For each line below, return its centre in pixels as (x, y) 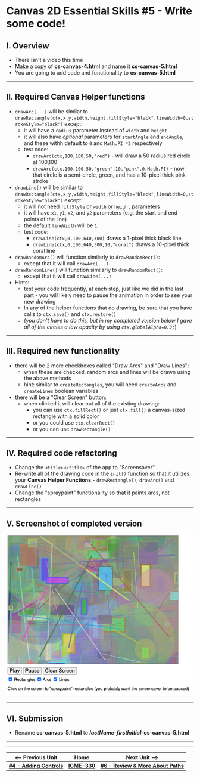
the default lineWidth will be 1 (60, 225)
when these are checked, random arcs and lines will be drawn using (107, 372)
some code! (36, 24)
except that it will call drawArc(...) (66, 263)
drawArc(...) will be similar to (51, 111)
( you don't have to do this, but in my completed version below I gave (108, 320)
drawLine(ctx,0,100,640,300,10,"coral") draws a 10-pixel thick (111, 244)
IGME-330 (82, 766)
